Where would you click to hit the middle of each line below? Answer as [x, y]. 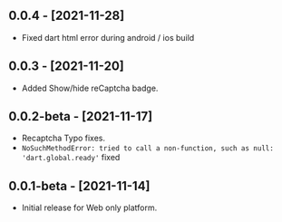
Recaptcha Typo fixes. [63, 138]
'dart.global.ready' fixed [71, 158]
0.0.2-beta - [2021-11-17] [81, 116]
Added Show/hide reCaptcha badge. [90, 88]
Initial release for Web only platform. [89, 208]
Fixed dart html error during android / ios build [108, 37]
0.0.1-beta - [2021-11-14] [79, 186]
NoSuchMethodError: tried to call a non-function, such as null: [147, 149]
